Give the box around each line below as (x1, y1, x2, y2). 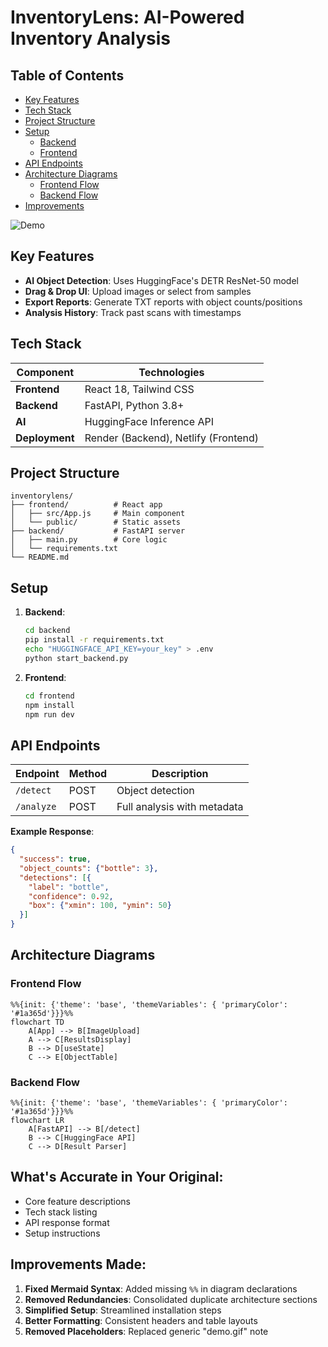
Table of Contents (10, 67, 125, 84)
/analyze (15, 801, 57, 813)
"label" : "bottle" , (28, 882, 110, 892)
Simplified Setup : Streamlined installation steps (24, 1304, 222, 1316)
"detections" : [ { (19, 872, 92, 883)
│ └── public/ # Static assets (10, 517, 182, 528)
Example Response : (10, 826, 95, 838)
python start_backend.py (24, 653, 129, 663)
